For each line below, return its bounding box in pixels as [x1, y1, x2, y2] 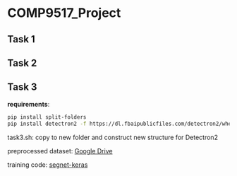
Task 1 [7, 33, 35, 45]
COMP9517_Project [7, 5, 121, 21]
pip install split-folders [7, 113, 87, 121]
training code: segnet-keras [7, 160, 88, 169]
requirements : [7, 100, 50, 108]
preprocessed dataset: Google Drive [7, 146, 113, 155]
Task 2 [7, 57, 37, 69]
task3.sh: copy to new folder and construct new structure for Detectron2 [7, 133, 219, 141]
